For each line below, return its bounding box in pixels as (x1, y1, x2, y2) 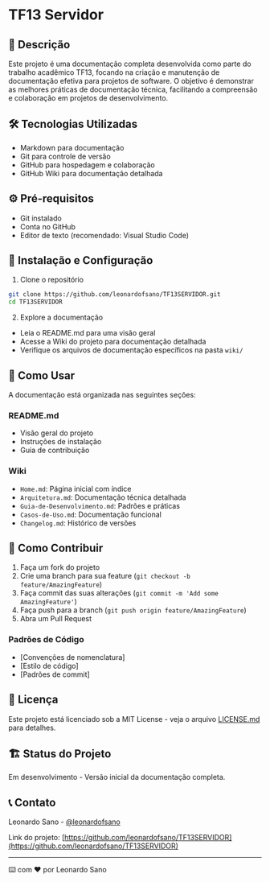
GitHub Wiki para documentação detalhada (19, 168, 163, 178)
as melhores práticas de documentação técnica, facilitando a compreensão (8, 84, 258, 94)
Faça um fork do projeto (19, 563, 100, 572)
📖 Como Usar (8, 369, 76, 382)
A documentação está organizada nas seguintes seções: (8, 390, 196, 399)
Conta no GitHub (19, 221, 76, 231)
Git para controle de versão (19, 151, 111, 161)
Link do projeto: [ (8, 833, 65, 843)
